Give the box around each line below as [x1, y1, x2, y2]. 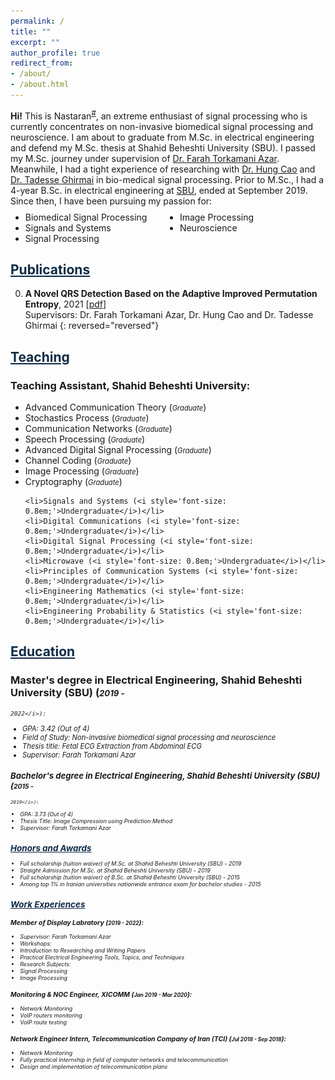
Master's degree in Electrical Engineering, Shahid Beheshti [10, 673, 303, 687]
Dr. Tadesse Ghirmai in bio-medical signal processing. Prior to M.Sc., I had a [10, 173, 325, 185]
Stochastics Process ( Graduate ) [24, 412, 150, 424]
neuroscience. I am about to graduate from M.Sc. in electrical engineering [10, 131, 315, 143]
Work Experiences [10, 899, 86, 910]
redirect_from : [10, 58, 74, 69]
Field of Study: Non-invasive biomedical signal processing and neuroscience [22, 732, 277, 742]
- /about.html [10, 80, 70, 90]
